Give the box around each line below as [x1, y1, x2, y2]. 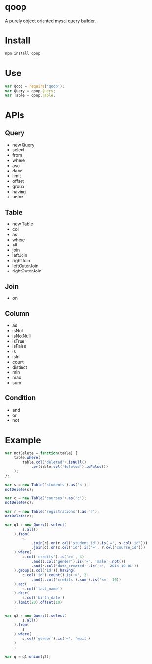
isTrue [12, 338, 25, 344]
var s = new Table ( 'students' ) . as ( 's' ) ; [5, 482, 89, 487]
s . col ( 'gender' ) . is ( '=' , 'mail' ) [22, 636, 91, 641]
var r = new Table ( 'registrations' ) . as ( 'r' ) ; [5, 509, 99, 514]
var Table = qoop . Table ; [5, 93, 56, 98]
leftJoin [12, 252, 28, 258]
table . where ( [14, 455, 41, 460]
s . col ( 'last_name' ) [22, 586, 63, 591]
